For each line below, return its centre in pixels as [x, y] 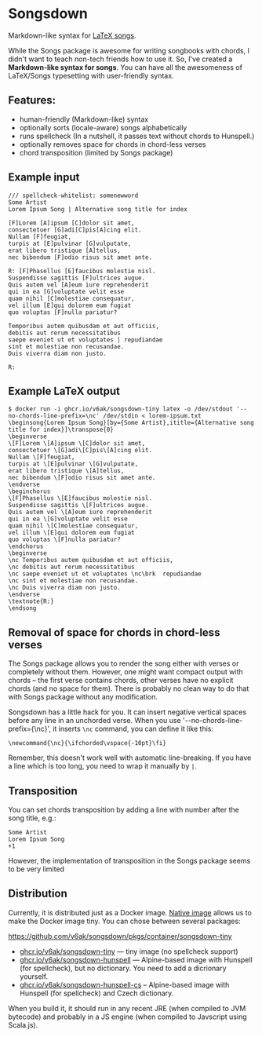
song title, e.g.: [32, 818]
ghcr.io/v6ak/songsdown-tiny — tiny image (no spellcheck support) [129, 951]
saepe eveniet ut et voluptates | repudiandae [86, 340]
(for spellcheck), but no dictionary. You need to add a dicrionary [123, 968]
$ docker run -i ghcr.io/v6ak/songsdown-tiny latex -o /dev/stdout [121, 409]
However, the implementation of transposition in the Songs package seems [129, 861]
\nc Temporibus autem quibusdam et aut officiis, [91, 560]
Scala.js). [23, 1024]
